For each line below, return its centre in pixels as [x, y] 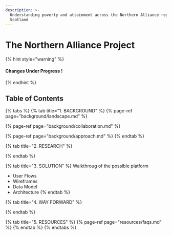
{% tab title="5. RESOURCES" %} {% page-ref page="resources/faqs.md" [84, 222]
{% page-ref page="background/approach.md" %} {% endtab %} [75, 136]
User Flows [25, 176]
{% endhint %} [21, 82]
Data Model [25, 187]
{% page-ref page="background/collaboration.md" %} [63, 126]
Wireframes [25, 181]
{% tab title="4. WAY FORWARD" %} [44, 202]
